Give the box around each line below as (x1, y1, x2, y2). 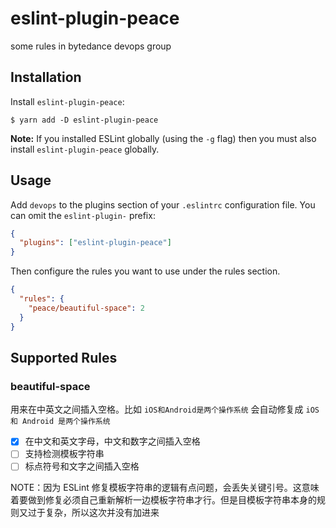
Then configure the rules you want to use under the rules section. (10, 265, 281, 277)
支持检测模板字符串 (24, 448, 105, 460)
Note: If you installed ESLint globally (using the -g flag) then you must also (10, 132, 317, 144)
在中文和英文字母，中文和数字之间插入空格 (24, 435, 201, 447)
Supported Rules (10, 349, 118, 366)
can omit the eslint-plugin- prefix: (10, 209, 156, 221)
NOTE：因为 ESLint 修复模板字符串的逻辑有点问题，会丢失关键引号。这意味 (10, 482, 320, 494)
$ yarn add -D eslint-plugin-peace (10, 115, 159, 125)
